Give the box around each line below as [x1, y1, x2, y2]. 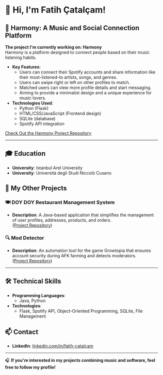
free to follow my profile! [5, 364, 56, 370]
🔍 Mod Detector [5, 234, 45, 241]
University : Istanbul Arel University [12, 165, 83, 171]
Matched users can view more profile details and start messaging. [19, 85, 152, 90]
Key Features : [12, 64, 41, 70]
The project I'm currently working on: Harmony [5, 44, 102, 50]
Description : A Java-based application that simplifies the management [12, 212, 154, 218]
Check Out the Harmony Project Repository [5, 130, 92, 136]
